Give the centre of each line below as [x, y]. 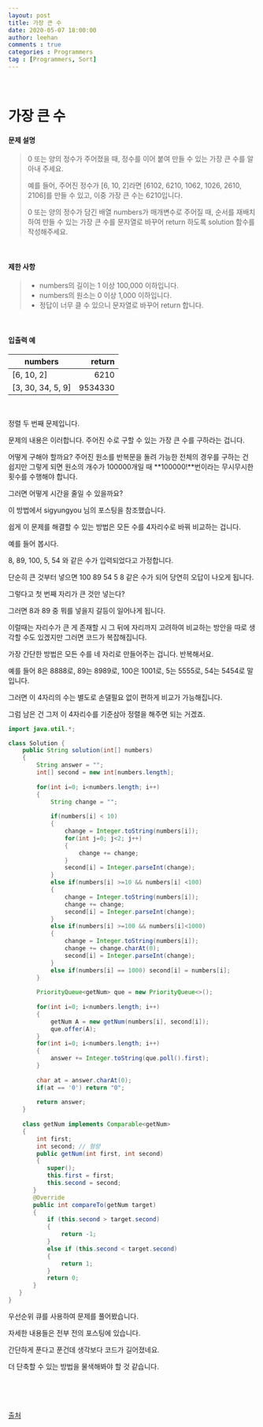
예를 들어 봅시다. [33, 543]
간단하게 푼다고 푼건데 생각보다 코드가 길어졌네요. [84, 1350]
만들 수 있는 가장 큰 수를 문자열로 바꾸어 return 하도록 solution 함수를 [148, 222]
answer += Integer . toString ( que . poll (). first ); [130, 1058]
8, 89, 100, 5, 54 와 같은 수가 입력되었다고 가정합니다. [91, 560]
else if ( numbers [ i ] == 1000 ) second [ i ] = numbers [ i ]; [140, 971]
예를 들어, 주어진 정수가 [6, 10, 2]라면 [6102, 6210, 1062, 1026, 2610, [134, 185]
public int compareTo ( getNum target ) [94, 1205]
